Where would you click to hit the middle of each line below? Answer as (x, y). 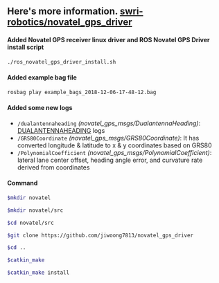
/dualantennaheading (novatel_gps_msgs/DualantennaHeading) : (109, 123)
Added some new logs (40, 108)
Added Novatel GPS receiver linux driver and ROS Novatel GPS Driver (108, 39)
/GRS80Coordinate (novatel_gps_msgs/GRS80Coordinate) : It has (108, 138)
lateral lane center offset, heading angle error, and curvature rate (110, 160)
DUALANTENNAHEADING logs (61, 130)
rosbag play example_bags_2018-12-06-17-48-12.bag (82, 92)
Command (23, 183)
